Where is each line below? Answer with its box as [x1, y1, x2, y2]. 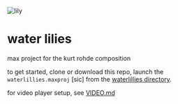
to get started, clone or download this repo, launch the [7, 67, 164, 76]
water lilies [7, 31, 72, 47]
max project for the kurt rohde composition [7, 54, 131, 62]
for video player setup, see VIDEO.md [7, 88, 115, 97]
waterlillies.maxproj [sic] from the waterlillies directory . [7, 75, 172, 83]
